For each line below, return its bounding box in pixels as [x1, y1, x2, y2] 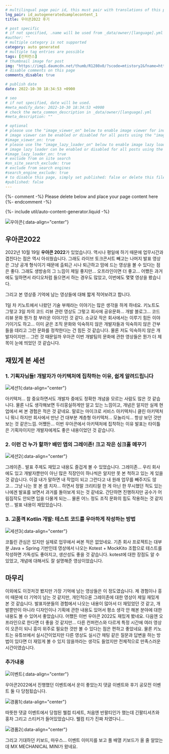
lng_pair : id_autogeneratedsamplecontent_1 [5, 12, 98, 17]
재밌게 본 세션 [5, 356, 45, 365]
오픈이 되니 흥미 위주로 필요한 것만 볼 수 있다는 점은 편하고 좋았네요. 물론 [10, 626, 152, 632]
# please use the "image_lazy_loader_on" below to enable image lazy [5, 142, 154, 147]
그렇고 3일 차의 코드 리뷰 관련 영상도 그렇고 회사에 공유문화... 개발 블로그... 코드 [5, 308, 160, 315]
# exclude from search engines [5, 166, 71, 171]
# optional [5, 123, 28, 128]
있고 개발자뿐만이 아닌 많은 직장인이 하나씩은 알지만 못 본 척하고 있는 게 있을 [14, 470, 163, 476]
